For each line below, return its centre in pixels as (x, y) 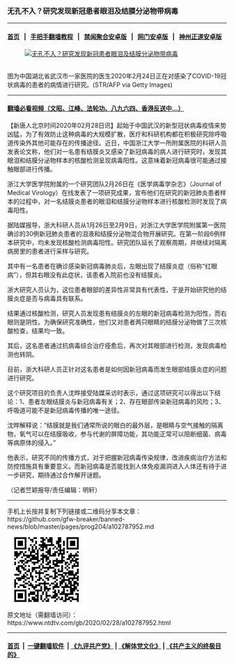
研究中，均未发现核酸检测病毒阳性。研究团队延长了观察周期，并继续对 (114, 242)
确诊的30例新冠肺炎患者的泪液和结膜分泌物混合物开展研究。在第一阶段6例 (114, 234)
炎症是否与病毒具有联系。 (50, 298)
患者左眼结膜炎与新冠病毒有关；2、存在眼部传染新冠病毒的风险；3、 (126, 401)
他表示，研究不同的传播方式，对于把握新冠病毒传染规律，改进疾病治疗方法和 (117, 457)
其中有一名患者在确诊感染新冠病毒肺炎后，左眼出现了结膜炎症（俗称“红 (109, 266)
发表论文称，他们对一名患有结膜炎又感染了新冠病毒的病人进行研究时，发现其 (117, 151)
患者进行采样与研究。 (62, 251)
